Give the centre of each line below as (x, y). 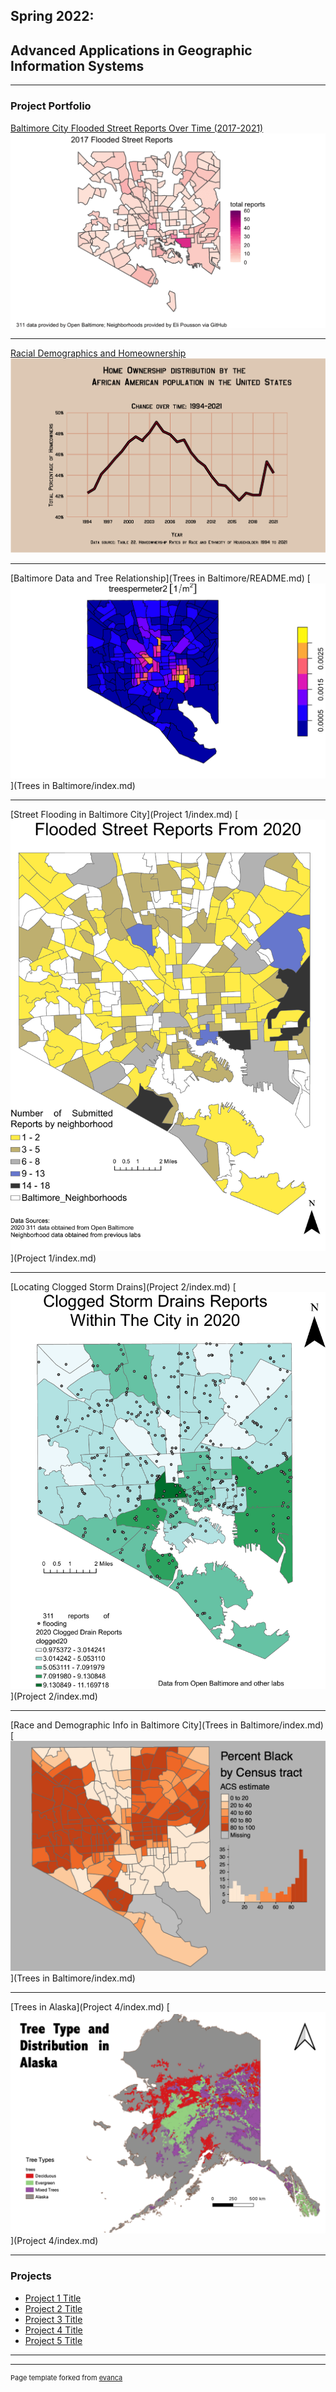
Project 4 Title (53, 2330)
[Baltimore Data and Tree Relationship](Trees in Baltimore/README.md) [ (160, 578)
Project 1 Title (53, 2298)
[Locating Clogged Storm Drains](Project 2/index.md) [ (123, 1286)
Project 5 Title (53, 2340)
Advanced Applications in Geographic (131, 50)
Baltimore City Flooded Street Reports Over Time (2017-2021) (137, 128)
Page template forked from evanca (66, 2377)
